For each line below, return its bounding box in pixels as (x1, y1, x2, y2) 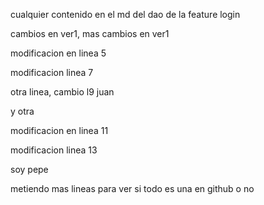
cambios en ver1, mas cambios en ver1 (10, 28, 170, 39)
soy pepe (10, 164, 49, 175)
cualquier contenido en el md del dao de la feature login (10, 9, 241, 20)
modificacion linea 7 (10, 67, 94, 78)
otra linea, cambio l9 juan (10, 86, 115, 98)
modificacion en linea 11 (10, 125, 109, 136)
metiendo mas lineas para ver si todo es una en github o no (10, 183, 255, 194)
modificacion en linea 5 (10, 47, 107, 59)
